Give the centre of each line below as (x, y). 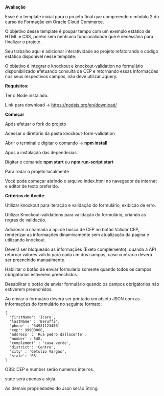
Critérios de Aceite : (25, 196)
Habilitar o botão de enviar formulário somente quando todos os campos (78, 269)
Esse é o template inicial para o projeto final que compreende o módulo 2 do (82, 16)
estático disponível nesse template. (41, 56)
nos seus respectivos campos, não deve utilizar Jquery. (61, 76)
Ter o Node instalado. (27, 95)
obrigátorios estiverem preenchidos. (42, 275)
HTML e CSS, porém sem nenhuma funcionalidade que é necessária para (79, 37)
